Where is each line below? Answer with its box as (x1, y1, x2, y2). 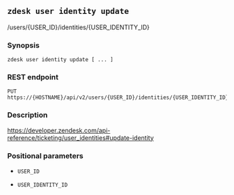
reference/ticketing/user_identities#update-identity (7, 133, 155, 142)
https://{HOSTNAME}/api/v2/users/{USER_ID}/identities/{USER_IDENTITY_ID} (7, 94, 229, 101)
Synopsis (7, 40, 40, 50)
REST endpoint (7, 72, 59, 82)
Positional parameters (7, 150, 84, 160)
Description (7, 110, 48, 120)
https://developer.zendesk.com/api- (7, 126, 111, 134)
